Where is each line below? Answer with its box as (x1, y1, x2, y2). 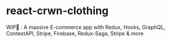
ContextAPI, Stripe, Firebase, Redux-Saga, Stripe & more (6, 29, 144, 37)
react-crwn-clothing (6, 4, 109, 18)
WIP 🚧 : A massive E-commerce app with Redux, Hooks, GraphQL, (6, 24, 166, 31)
